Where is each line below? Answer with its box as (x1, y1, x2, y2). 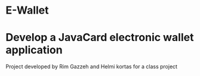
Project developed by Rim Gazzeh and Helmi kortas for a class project (5, 63, 177, 70)
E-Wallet (5, 4, 49, 17)
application (5, 43, 63, 57)
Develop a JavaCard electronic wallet (5, 31, 194, 45)
